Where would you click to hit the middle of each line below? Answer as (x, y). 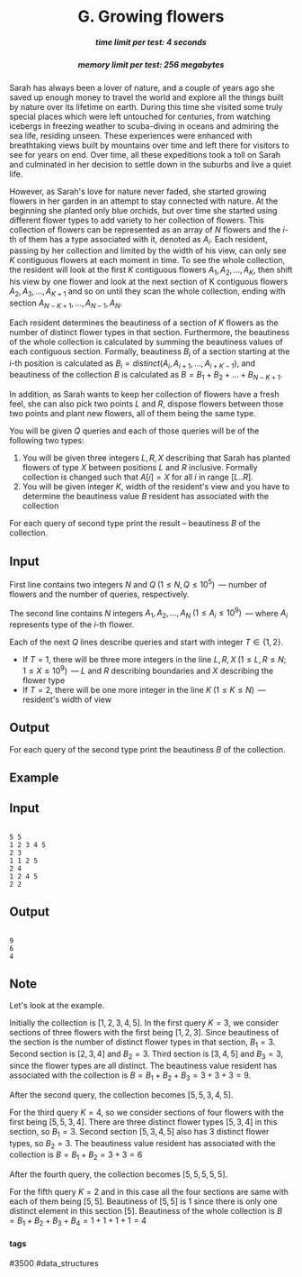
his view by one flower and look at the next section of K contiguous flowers (149, 282)
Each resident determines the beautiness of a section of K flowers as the (144, 323)
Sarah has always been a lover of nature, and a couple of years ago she (142, 87)
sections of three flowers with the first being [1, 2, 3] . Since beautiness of (144, 1033)
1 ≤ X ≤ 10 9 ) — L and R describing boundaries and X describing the (148, 670)
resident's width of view (67, 699)
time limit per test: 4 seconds (151, 41)
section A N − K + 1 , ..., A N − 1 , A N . (66, 304)
